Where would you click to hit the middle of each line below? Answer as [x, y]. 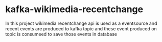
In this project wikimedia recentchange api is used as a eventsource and [81, 23]
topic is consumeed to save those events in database [61, 34]
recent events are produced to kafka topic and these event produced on [81, 28]
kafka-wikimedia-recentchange [74, 9]
